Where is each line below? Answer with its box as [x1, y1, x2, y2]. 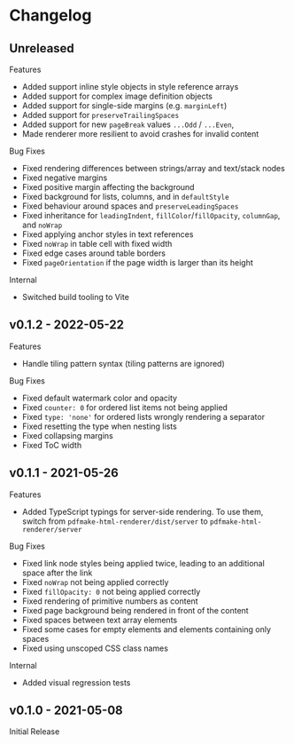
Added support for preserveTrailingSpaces [21, 110, 180, 120]
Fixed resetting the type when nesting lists [21, 421, 177, 431]
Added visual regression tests [21, 677, 131, 688]
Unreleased [9, 41, 75, 56]
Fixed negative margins [21, 172, 108, 183]
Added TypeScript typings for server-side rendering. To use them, [21, 506, 264, 517]
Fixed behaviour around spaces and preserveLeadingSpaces [21, 201, 239, 211]
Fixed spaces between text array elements [21, 614, 178, 625]
